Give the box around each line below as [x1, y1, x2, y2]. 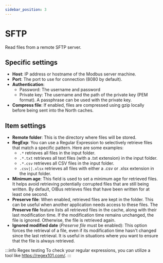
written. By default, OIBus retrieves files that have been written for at [12, 186, 150, 192]
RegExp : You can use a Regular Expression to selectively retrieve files [12, 140, 152, 146]
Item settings [5, 121, 46, 130]
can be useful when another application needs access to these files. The [12, 202, 158, 207]
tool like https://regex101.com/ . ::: [5, 253, 72, 259]
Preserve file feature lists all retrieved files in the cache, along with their [12, 207, 157, 213]
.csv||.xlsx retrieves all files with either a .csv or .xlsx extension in [19, 166, 154, 171]
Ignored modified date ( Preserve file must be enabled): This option [12, 223, 147, 228]
